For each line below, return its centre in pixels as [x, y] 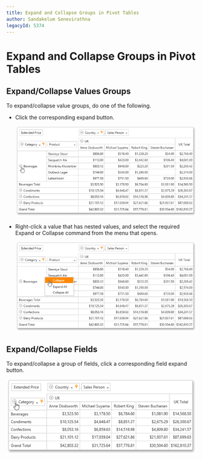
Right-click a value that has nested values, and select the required [97, 226]
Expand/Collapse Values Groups [69, 91]
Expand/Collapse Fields [52, 349]
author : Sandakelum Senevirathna [48, 19]
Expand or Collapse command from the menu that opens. [86, 233]
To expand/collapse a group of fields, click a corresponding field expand [97, 364]
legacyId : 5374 [25, 25]
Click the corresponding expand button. [65, 117]
